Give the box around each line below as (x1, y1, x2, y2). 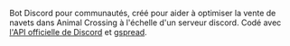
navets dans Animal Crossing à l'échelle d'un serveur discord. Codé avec (9, 17, 282, 28)
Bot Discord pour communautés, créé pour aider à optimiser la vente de (9, 8, 276, 18)
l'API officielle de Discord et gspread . (9, 27, 147, 37)
